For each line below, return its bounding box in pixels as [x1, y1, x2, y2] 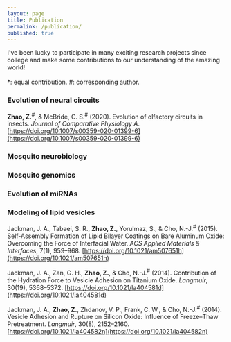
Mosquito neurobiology [7, 152, 88, 162]
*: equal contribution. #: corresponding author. [7, 78, 140, 87]
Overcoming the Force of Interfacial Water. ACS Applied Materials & [7, 239, 201, 247]
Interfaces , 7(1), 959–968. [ [7, 246, 85, 255]
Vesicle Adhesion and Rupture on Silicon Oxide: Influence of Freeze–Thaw [7, 313, 219, 321]
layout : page [7, 10, 45, 17]
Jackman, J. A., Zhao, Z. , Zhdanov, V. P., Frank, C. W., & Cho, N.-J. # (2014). [7, 304, 223, 314]
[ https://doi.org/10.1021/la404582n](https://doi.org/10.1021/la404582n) [7, 327, 208, 336]
